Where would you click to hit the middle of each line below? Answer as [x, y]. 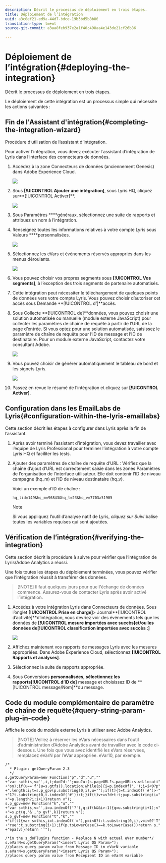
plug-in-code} [28, 718]
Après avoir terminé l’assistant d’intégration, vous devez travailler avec [84, 443]
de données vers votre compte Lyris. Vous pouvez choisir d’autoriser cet [86, 298]
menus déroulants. [31, 259]
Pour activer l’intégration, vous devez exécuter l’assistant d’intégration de [80, 151]
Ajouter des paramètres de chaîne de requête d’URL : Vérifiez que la [82, 463]
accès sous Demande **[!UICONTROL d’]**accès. [64, 303]
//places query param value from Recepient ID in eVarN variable [74, 856]
